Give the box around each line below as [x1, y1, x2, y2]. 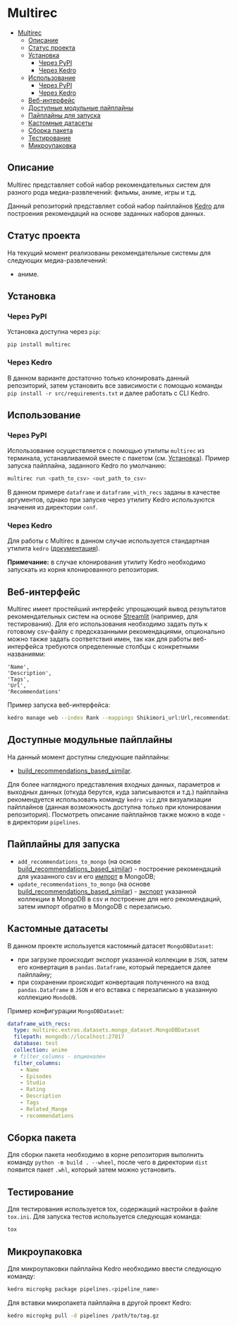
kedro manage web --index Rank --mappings [7, 715, 134, 722]
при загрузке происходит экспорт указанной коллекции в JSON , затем [17, 955, 228, 964]
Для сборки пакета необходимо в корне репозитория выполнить [7, 1151, 205, 1159]
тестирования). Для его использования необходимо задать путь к [7, 620, 208, 628]
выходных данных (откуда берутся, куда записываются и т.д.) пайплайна [7, 788, 229, 796]
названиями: [7, 650, 46, 659]
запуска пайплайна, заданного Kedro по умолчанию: [7, 461, 166, 470]
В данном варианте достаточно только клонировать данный [7, 374, 190, 382]
